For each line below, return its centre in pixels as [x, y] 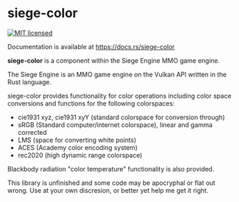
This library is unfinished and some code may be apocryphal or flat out [111, 183]
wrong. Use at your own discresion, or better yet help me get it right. [108, 190]
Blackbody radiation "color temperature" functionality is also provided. [111, 168]
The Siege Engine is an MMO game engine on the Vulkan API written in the [117, 74]
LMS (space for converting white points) [77, 140]
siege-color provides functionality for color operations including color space [119, 96]
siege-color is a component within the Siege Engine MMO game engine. [114, 60]
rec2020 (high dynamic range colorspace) [80, 155]
